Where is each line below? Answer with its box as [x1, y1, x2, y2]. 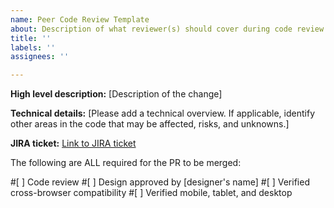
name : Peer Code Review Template [10, 14, 150, 25]
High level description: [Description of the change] [10, 88, 223, 100]
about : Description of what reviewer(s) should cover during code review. [10, 24, 329, 34]
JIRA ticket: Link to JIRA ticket [10, 137, 137, 150]
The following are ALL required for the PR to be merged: [10, 157, 242, 169]
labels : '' [10, 42, 56, 53]
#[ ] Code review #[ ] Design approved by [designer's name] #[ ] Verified [10, 176, 310, 188]
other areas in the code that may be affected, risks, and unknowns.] [10, 118, 290, 130]
